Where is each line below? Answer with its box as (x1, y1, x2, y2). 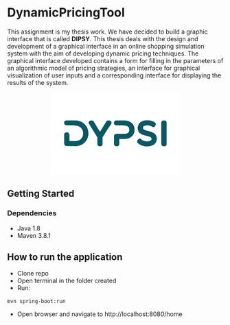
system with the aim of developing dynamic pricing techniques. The (7, 49, 199, 58)
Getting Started (7, 188, 75, 200)
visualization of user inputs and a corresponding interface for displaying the (7, 71, 222, 80)
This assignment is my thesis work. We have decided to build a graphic (7, 27, 208, 36)
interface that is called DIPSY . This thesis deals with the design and (7, 34, 198, 43)
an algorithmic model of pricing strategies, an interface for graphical (7, 64, 200, 72)
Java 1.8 (16, 224, 41, 232)
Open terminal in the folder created (16, 276, 117, 285)
